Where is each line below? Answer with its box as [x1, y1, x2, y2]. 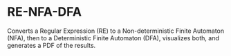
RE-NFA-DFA [7, 4, 82, 20]
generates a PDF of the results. [7, 41, 96, 49]
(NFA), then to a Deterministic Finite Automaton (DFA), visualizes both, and [7, 33, 219, 42]
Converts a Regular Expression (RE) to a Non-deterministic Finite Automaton [7, 27, 225, 35]
